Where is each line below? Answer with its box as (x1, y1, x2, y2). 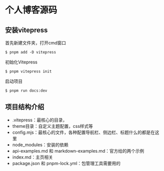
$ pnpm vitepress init (5, 69, 52, 74)
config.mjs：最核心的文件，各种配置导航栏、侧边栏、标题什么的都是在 (12, 129, 155, 135)
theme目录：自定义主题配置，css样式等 (12, 123, 93, 129)
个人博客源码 (5, 4, 58, 16)
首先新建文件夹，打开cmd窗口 (5, 40, 66, 46)
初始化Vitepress (5, 59, 38, 65)
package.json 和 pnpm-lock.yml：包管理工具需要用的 (12, 160, 121, 166)
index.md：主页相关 (12, 154, 53, 160)
